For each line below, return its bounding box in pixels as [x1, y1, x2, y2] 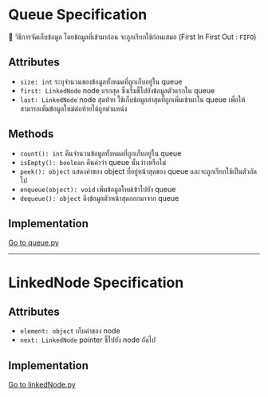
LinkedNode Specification [8, 273, 184, 292]
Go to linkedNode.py [8, 380, 76, 390]
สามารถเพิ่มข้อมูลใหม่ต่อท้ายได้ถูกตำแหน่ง [19, 104, 128, 113]
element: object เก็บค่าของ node [19, 326, 121, 336]
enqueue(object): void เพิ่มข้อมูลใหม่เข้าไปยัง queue [19, 184, 176, 194]
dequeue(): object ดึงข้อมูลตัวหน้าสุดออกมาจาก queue [19, 193, 179, 202]
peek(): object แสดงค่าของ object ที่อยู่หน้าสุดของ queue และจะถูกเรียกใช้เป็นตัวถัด [19, 166, 258, 176]
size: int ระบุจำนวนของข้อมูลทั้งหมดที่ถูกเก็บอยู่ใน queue [19, 77, 183, 86]
